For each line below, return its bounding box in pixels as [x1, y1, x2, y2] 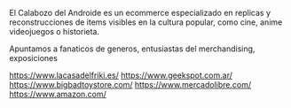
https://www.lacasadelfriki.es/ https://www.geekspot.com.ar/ [9, 70, 232, 81]
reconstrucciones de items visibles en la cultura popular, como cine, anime [9, 17, 283, 27]
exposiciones [9, 53, 58, 63]
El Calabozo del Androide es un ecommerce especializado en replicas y [9, 8, 271, 18]
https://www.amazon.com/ [9, 89, 106, 99]
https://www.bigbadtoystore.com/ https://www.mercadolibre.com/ [9, 80, 251, 89]
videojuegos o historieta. [9, 27, 100, 36]
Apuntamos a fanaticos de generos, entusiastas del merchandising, [9, 43, 256, 54]
